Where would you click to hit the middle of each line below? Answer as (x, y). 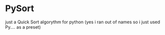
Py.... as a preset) (23, 27)
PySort (20, 9)
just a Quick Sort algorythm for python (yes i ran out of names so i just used (83, 22)
